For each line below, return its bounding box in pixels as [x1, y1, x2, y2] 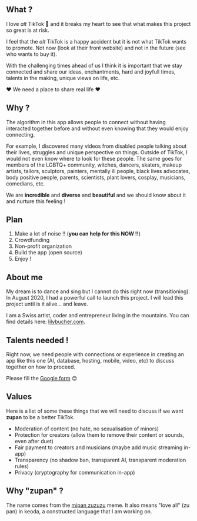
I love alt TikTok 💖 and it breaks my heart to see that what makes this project [6, 20, 191, 27]
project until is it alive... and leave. [6, 300, 88, 308]
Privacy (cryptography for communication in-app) [14, 469, 135, 476]
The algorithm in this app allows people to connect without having [6, 118, 166, 125]
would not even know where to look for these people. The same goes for [6, 155, 182, 162]
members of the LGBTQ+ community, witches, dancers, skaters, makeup [6, 161, 182, 168]
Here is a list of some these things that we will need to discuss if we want [6, 407, 183, 414]
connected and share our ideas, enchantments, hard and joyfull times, [6, 68, 176, 75]
